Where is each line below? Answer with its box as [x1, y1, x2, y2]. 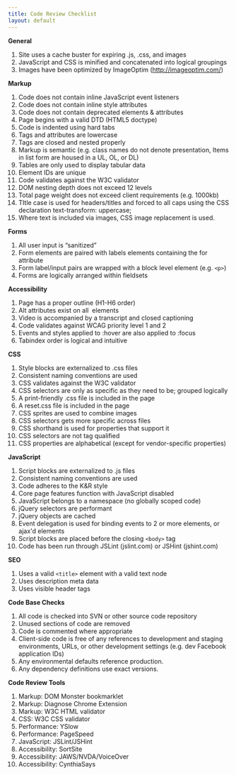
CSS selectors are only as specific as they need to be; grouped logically [18, 386, 228, 394]
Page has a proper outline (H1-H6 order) [18, 299, 136, 307]
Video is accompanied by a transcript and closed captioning [18, 313, 194, 322]
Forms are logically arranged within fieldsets [18, 271, 148, 279]
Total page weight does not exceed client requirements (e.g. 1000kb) [18, 191, 219, 199]
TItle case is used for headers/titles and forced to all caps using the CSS [18, 198, 229, 206]
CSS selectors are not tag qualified [18, 431, 120, 440]
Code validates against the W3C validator [18, 175, 140, 184]
